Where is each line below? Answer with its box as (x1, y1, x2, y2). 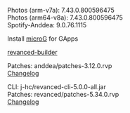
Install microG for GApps (7, 34, 79, 43)
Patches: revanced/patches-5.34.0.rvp (7, 91, 119, 98)
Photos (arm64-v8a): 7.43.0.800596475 (7, 13, 123, 22)
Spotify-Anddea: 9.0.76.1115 (7, 21, 87, 29)
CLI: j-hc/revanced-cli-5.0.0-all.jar (7, 83, 107, 91)
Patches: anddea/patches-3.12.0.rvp (7, 62, 112, 69)
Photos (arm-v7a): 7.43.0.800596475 (7, 6, 115, 14)
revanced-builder (7, 48, 58, 56)
